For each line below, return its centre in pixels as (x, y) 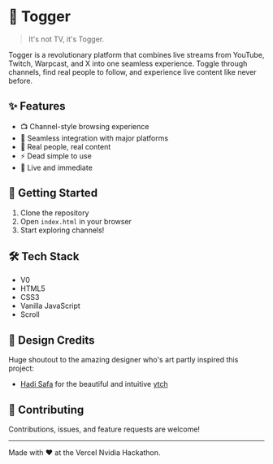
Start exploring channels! (62, 230)
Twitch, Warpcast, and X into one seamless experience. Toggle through (128, 63)
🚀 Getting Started (53, 193)
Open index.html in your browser (76, 221)
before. (21, 80)
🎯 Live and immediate (56, 167)
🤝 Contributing (46, 410)
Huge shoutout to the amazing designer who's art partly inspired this (123, 360)
